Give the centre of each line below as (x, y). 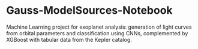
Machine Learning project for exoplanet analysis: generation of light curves (99, 27)
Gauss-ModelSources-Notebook (89, 10)
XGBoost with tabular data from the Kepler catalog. (69, 39)
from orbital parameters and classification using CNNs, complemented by (97, 33)
